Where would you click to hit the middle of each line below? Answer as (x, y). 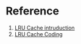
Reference (32, 11)
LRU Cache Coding (38, 34)
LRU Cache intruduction (44, 28)
